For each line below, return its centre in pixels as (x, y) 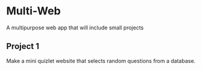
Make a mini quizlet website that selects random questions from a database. (101, 60)
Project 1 (23, 46)
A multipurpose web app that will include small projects (75, 28)
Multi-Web (33, 11)
